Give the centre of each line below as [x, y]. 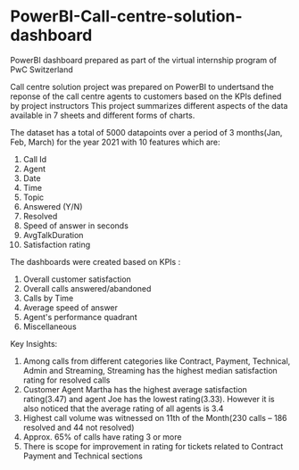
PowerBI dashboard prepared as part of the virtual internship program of [144, 60]
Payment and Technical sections [83, 456]
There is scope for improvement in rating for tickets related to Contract [153, 446]
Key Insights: [34, 343]
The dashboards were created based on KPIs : [96, 261]
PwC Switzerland [42, 70]
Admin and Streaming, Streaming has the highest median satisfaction [150, 370]
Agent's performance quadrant [80, 317]
